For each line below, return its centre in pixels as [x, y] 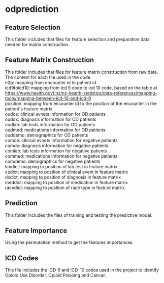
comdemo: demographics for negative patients [53, 161]
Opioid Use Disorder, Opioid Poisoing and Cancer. [56, 275]
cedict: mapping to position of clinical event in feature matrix [66, 172]
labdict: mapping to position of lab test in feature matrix [61, 166]
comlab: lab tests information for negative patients [56, 151]
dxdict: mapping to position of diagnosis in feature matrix [63, 177]
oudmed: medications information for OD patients [55, 130]
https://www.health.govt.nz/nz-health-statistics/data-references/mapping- [81, 93]
